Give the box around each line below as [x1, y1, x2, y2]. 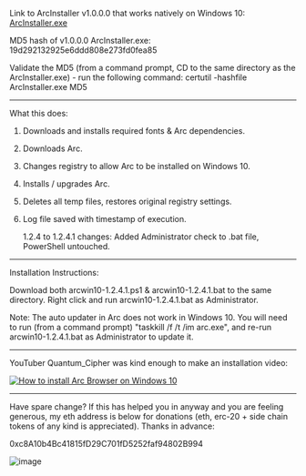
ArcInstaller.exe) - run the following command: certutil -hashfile [9, 72, 248, 83]
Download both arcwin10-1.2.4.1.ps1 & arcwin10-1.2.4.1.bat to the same [9, 285, 272, 295]
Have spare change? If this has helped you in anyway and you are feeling [9, 401, 284, 412]
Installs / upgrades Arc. [22, 178, 111, 189]
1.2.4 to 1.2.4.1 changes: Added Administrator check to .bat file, [22, 231, 260, 242]
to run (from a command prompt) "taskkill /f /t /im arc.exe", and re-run [9, 322, 272, 332]
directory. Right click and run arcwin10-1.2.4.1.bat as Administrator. [9, 295, 260, 305]
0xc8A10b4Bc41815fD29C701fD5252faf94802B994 [9, 439, 203, 449]
